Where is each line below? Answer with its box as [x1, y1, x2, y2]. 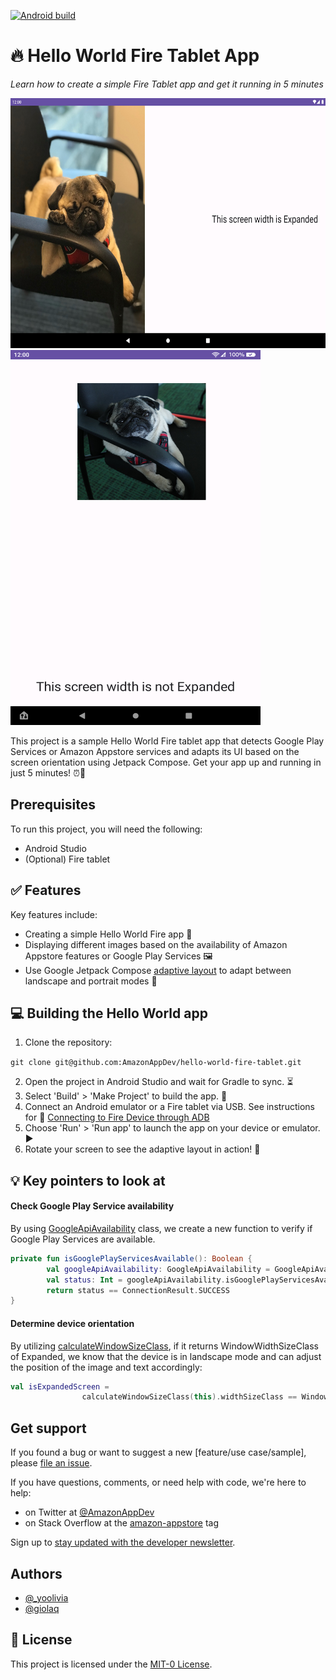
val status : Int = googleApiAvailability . [46, 1275, 226, 1285]
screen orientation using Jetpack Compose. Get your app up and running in [10, 756, 322, 768]
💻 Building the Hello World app [10, 1005, 208, 1022]
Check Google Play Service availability [10, 1200, 175, 1212]
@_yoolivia [24, 1591, 69, 1604]
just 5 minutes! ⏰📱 [10, 766, 87, 779]
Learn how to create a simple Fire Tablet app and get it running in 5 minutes [10, 78, 324, 90]
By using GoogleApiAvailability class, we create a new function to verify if [10, 1222, 313, 1234]
